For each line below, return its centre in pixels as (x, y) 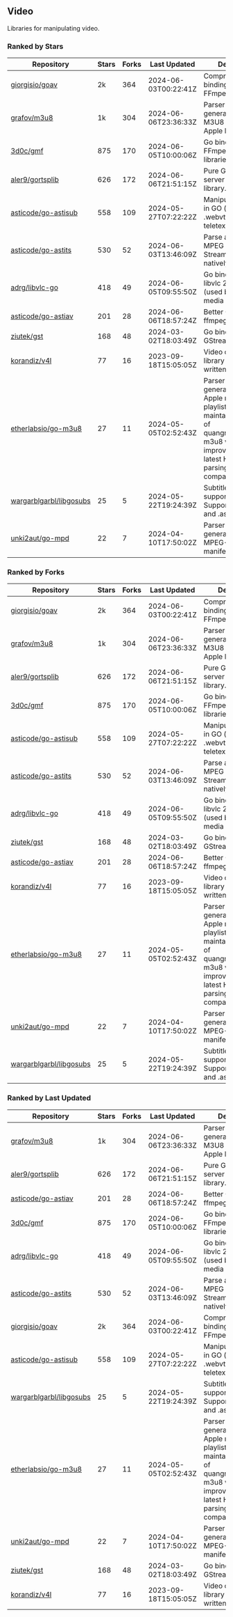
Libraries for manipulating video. (53, 28)
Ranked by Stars (35, 46)
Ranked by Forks (36, 572)
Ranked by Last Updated (49, 1098)
